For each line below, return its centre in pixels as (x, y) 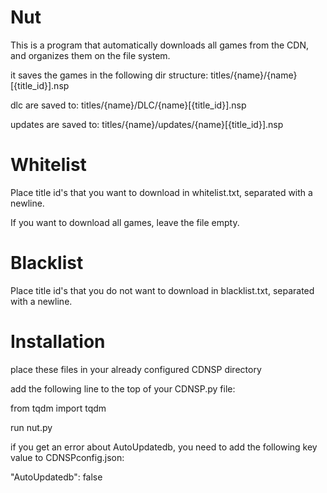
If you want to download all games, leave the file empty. (125, 222)
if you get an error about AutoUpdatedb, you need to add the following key (164, 447)
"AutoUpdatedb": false (56, 477)
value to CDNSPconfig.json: (67, 457)
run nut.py (31, 427)
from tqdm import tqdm (58, 408)
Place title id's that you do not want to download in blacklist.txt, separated (162, 290)
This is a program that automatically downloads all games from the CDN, (160, 45)
